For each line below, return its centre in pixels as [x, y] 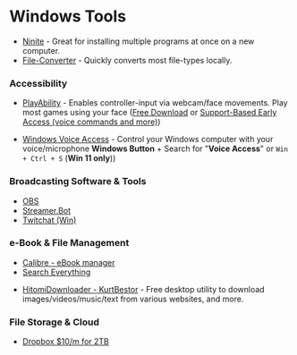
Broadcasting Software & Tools [78, 182]
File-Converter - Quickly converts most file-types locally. [127, 60]
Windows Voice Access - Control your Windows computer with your [148, 139]
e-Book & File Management [69, 243]
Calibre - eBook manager [68, 262]
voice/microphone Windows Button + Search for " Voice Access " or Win [155, 148]
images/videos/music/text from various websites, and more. [133, 299]
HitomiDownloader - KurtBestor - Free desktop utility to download [144, 289]
